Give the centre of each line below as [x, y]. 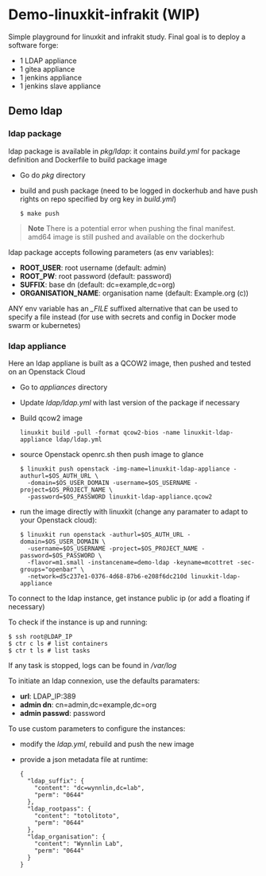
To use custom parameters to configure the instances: [97, 728]
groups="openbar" [48, 569]
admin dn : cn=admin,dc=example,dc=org [88, 704]
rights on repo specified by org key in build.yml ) [98, 199]
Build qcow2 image [51, 418]
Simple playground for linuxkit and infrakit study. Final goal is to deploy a [127, 37]
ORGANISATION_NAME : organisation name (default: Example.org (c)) [134, 293]
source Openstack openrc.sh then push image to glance [112, 454]
